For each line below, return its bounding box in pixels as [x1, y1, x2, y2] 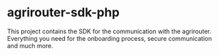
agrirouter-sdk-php [7, 5, 120, 20]
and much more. [7, 41, 53, 50]
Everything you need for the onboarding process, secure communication [7, 34, 212, 42]
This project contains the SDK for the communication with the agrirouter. [7, 27, 212, 35]
